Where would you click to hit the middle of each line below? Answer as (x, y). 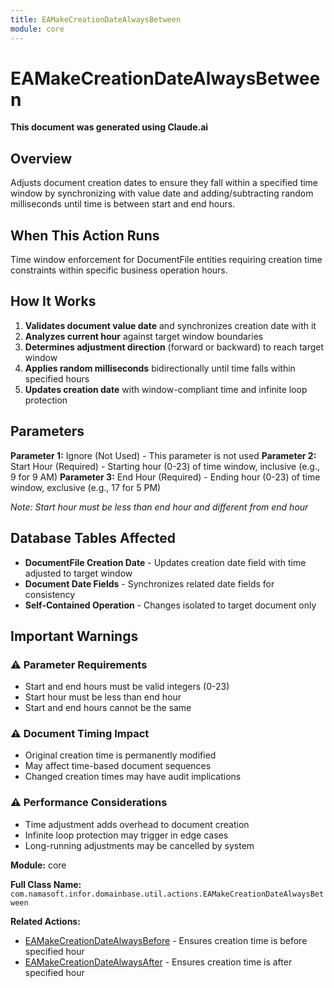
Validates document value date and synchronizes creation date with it (170, 325)
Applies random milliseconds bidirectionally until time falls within (160, 368)
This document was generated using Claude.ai (109, 127)
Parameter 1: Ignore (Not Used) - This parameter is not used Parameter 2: (163, 455)
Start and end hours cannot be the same (108, 708)
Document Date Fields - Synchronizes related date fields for (149, 583)
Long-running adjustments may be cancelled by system (139, 845)
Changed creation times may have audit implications (133, 777)
